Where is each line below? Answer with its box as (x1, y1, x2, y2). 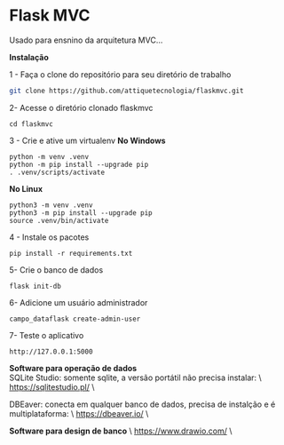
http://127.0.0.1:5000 (9, 347, 93, 356)
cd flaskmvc (9, 119, 53, 129)
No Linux (9, 183, 43, 194)
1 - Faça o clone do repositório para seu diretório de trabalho (9, 68, 232, 80)
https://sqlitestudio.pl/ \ (9, 381, 95, 392)
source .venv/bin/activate (9, 216, 109, 225)
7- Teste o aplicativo (9, 330, 84, 340)
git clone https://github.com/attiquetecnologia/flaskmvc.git (9, 86, 244, 95)
